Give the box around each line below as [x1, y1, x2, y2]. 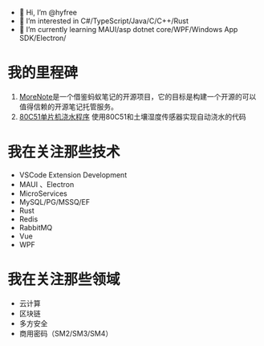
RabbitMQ [18, 222, 53, 232]
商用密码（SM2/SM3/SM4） [18, 328, 113, 338]
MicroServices [18, 189, 67, 198]
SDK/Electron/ [18, 33, 67, 43]
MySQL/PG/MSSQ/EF [18, 197, 90, 206]
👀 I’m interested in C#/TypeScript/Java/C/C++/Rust [18, 16, 189, 26]
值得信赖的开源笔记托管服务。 [18, 101, 118, 112]
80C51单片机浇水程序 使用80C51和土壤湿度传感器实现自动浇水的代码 [18, 112, 246, 121]
